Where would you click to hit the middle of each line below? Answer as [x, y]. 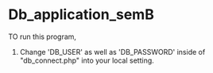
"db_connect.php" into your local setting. [87, 60]
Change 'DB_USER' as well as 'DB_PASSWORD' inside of [112, 52]
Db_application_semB [81, 15]
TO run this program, [43, 36]
